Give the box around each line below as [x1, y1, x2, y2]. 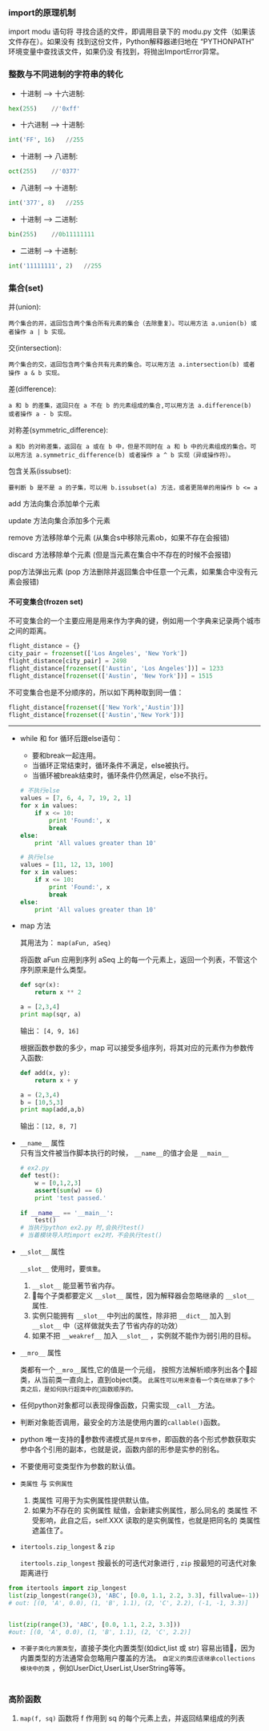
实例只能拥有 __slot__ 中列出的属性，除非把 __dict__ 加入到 [31, 1311, 231, 1321]
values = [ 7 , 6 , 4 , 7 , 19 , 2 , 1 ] [19, 795, 132, 803]
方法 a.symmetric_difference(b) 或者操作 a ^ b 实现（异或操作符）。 [19, 451, 235, 460]
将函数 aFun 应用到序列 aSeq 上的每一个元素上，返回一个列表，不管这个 [19, 955, 258, 964]
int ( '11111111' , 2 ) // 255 [8, 262, 102, 270]
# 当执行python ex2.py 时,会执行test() [19, 1224, 145, 1232]
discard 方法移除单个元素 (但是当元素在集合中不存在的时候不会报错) [8, 550, 232, 560]
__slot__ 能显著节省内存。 [31, 1281, 119, 1290]
